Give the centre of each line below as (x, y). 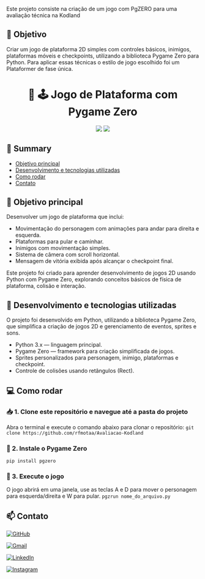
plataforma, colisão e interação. (46, 286)
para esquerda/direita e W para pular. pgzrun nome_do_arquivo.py (88, 496)
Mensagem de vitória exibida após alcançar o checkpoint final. (94, 261)
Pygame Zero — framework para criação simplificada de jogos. (95, 352)
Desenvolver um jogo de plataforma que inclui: (65, 217)
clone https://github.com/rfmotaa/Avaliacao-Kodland (75, 433)
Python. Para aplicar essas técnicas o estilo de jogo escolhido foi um (93, 62)
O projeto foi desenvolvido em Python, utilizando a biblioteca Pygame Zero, (101, 320)
